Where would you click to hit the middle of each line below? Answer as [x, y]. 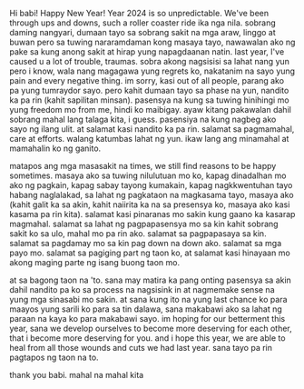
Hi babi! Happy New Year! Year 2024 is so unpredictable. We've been [139, 13]
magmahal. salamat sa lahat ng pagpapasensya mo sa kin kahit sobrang [144, 224]
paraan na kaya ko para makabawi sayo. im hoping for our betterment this [147, 319]
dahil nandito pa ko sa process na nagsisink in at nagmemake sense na [142, 289]
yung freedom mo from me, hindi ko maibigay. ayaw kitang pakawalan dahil [151, 110]
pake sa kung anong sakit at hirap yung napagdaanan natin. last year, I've [147, 52]
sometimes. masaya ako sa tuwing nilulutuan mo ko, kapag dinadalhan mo [148, 175]
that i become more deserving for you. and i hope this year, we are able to [147, 338]
